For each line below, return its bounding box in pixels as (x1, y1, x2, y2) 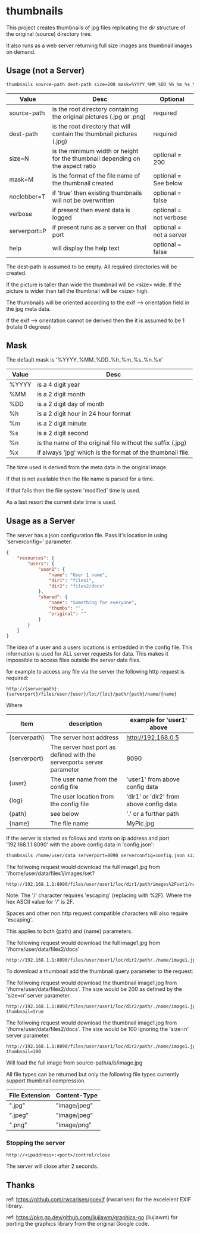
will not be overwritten (52, 196, 115, 204)
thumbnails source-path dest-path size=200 (6, 81, 116, 87)
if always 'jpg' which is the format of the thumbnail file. (37, 448, 190, 457)
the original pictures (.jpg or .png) (52, 112, 146, 121)
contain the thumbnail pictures (52, 130, 137, 138)
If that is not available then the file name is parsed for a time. (6, 475, 155, 482)
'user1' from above (126, 775, 180, 784)
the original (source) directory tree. (6, 30, 92, 37)
